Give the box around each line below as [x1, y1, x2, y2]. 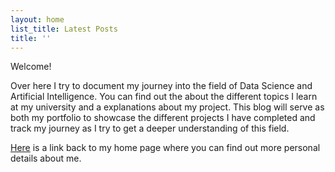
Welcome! [10, 61, 52, 73]
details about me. [10, 152, 82, 165]
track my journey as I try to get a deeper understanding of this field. [10, 122, 290, 135]
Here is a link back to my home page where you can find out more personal [10, 142, 321, 154]
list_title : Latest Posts [10, 24, 118, 34]
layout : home [10, 14, 65, 25]
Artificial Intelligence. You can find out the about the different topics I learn [10, 91, 318, 103]
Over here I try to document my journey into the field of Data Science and [10, 80, 313, 92]
